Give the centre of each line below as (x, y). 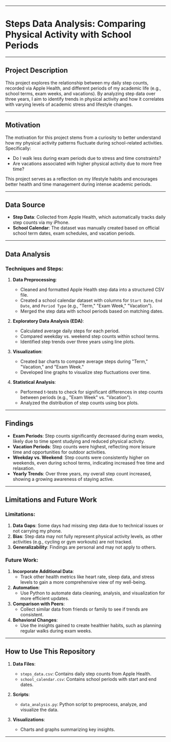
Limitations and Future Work (51, 500)
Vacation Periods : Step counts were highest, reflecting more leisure (84, 446)
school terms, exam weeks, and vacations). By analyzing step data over (80, 93)
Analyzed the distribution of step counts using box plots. (79, 403)
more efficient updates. (45, 598)
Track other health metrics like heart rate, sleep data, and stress (87, 577)
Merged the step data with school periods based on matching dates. (92, 311)
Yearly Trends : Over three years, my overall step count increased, (82, 473)
